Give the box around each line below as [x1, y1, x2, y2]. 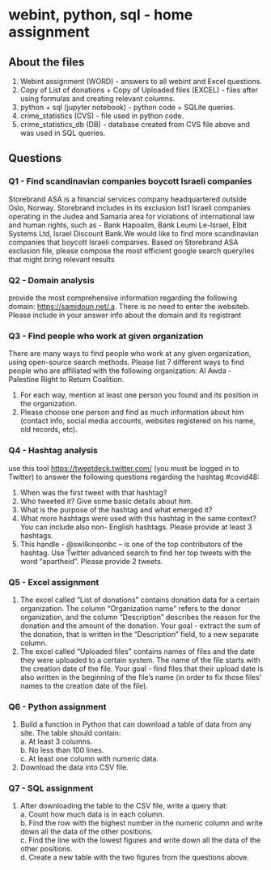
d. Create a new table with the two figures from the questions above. [19, 852, 249, 863]
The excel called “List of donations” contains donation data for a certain [19, 595, 260, 605]
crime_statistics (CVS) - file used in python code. [19, 111, 184, 121]
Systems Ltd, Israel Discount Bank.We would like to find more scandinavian [8, 228, 259, 238]
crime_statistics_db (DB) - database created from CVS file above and [19, 120, 251, 129]
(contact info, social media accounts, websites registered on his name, [19, 416, 256, 426]
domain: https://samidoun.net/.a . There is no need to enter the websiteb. [8, 301, 251, 311]
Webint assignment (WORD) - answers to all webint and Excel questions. [19, 77, 263, 86]
